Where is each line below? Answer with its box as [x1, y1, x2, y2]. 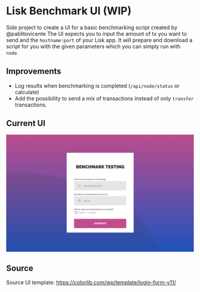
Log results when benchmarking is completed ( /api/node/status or [14, 82, 180, 89]
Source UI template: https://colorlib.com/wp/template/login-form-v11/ [6, 279, 177, 286]
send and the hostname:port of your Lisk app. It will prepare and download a [6, 36, 193, 43]
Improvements [6, 67, 61, 77]
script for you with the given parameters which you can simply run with [6, 43, 180, 50]
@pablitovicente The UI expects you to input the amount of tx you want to [6, 30, 187, 37]
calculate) [14, 88, 40, 96]
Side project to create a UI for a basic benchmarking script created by [6, 24, 177, 31]
